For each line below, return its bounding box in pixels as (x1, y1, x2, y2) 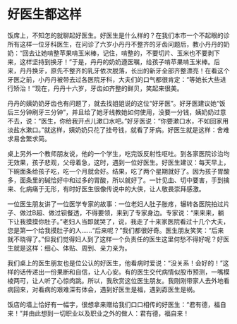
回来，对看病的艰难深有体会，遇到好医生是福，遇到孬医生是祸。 (13, 285, 199, 294)
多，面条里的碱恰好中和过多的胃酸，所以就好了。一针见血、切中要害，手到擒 (7, 176, 230, 184)
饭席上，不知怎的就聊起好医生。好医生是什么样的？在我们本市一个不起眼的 (7, 31, 224, 40)
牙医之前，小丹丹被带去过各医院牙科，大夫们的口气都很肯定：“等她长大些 (7, 75, 221, 83)
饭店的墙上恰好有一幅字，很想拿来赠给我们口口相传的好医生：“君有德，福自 (7, 300, 227, 308)
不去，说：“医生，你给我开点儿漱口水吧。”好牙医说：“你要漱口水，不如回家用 (7, 116, 229, 125)
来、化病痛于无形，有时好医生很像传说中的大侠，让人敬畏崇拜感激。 (7, 184, 205, 193)
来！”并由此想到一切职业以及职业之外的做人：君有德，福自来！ (7, 308, 190, 318)
